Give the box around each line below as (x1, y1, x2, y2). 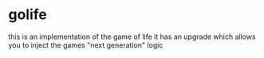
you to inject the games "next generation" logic (8, 40, 164, 49)
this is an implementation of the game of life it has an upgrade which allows (8, 32, 257, 41)
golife (8, 6, 48, 24)
